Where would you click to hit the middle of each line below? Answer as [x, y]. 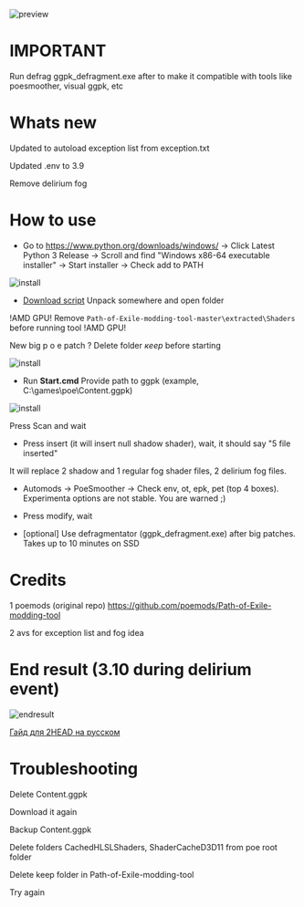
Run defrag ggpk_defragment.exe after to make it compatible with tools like [151, 76]
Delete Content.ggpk [49, 794]
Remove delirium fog [48, 183]
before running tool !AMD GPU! [68, 328]
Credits [38, 580]
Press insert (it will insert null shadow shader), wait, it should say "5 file [157, 443]
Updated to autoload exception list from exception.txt [110, 148]
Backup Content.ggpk [51, 829]
